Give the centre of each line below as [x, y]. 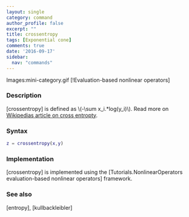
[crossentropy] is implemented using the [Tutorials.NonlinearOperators [94, 172]
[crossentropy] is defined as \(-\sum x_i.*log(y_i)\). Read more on [88, 109]
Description [24, 96]
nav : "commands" [32, 62]
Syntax [17, 131]
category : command [29, 18]
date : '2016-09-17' [31, 52]
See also [19, 195]
